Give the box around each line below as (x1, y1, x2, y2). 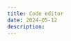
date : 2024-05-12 (7, 17, 58, 24)
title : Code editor (7, 10, 64, 17)
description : (7, 23, 45, 30)
